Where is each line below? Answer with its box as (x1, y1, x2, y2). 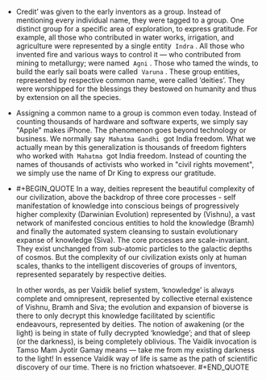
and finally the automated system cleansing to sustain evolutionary (15, 227, 239, 236)
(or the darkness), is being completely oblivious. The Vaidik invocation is (15, 336, 257, 346)
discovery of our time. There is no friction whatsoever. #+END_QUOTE (15, 362, 250, 372)
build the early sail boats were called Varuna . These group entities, (15, 67, 240, 76)
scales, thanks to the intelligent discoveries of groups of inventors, (15, 261, 238, 270)
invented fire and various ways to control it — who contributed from (15, 50, 242, 59)
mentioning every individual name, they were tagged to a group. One (15, 15, 244, 25)
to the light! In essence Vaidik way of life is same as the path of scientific (15, 354, 258, 363)
